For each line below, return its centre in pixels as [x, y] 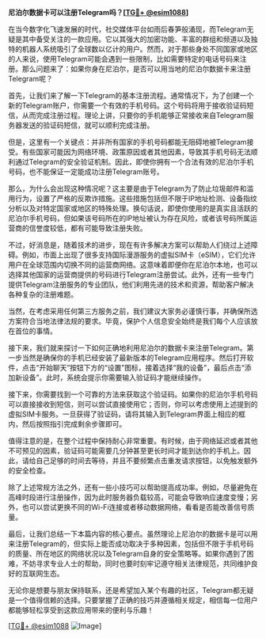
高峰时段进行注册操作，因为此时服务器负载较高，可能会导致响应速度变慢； [129, 497]
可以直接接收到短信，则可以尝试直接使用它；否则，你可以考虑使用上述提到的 [133, 404]
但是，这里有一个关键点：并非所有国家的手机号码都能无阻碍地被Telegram [127, 142]
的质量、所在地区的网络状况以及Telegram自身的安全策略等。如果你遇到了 [127, 554]
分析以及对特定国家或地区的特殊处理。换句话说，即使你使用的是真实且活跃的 [133, 208]
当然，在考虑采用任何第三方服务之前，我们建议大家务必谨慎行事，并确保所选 [133, 311]
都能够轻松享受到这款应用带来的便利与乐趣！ [81, 610]
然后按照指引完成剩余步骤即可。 [74, 424]
